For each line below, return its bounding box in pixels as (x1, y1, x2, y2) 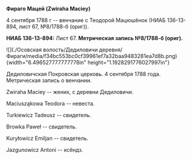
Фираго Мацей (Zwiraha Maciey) (6, 5, 91, 12)
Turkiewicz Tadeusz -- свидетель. (6, 112, 92, 118)
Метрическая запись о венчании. (6, 77, 92, 84)
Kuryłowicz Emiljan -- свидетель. (6, 134, 89, 142)
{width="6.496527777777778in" (6, 59, 87, 66)
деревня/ (99, 46, 123, 53)
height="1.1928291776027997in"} (87, 59, 170, 66)
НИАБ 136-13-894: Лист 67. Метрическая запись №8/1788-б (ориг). (6, 35, 184, 41)
